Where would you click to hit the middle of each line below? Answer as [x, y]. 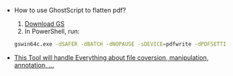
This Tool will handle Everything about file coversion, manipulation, [111, 57]
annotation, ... [34, 65]
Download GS [44, 24]
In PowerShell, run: [52, 31]
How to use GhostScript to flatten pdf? [70, 10]
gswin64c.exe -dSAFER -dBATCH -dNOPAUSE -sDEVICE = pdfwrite [103, 44]
